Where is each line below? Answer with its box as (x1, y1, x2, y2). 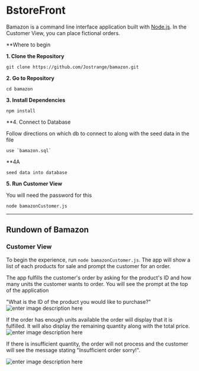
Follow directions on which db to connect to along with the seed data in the (6, 130, 190, 137)
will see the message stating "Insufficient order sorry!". (6, 346, 140, 354)
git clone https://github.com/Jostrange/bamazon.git (6, 64, 139, 70)
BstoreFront (6, 4, 66, 17)
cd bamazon (6, 86, 33, 92)
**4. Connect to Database (6, 118, 71, 125)
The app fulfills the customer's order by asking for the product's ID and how (6, 274, 191, 281)
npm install (6, 108, 36, 114)
